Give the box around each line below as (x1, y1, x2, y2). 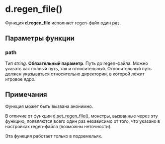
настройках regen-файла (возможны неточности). (5, 124, 112, 130)
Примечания (5, 91, 47, 99)
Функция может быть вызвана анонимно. (5, 103, 93, 109)
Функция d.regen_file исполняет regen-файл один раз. (5, 20, 121, 26)
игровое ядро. (5, 76, 36, 82)
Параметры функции (5, 34, 75, 43)
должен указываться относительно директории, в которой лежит (5, 71, 145, 77)
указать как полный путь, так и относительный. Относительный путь (5, 65, 152, 71)
